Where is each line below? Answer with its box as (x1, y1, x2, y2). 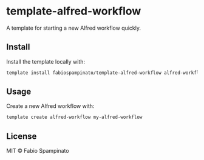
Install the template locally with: (6, 58, 86, 65)
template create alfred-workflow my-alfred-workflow (6, 114, 143, 121)
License (6, 131, 37, 141)
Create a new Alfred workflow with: (6, 102, 95, 110)
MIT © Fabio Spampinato (6, 147, 69, 155)
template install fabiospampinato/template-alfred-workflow (6, 70, 162, 76)
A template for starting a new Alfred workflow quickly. (6, 24, 141, 32)
